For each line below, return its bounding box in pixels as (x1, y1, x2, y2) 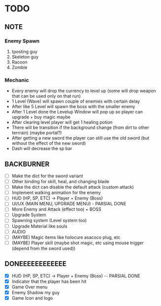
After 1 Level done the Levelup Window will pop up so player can (11, 109, 143, 115)
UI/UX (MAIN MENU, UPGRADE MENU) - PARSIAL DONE (11, 201, 127, 207)
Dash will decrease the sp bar (11, 146, 72, 152)
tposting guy (11, 48, 38, 54)
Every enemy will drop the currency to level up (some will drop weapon (11, 88, 156, 94)
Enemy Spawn (4, 38, 40, 44)
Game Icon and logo (11, 295, 53, 301)
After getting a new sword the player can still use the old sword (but (11, 135, 150, 141)
